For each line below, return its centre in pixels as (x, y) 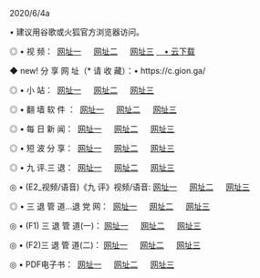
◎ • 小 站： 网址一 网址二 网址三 (82, 90)
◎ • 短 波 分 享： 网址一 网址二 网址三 (92, 148)
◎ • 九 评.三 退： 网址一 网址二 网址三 (92, 167)
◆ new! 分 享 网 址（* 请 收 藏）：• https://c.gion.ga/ (108, 71)
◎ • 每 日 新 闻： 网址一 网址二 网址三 (92, 129)
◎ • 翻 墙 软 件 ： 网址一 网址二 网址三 (94, 109)
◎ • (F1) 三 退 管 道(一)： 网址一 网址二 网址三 (105, 226)
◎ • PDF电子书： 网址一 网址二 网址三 (92, 264)
